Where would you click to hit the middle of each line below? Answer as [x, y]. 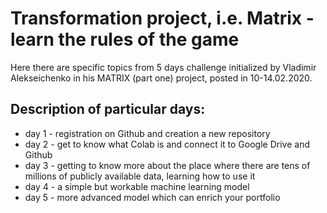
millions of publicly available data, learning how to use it [140, 176]
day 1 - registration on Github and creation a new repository [147, 133]
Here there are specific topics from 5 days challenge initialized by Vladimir [163, 67]
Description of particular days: [108, 109]
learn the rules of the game [125, 39]
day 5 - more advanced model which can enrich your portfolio [152, 197]
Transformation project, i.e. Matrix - [162, 18]
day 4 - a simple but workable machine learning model [137, 186]
